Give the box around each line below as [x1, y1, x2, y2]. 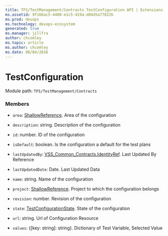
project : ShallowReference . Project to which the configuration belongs [12, 186, 159, 192]
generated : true [5, 26, 39, 31]
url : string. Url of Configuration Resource [12, 215, 99, 221]
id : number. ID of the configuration [12, 132, 85, 138]
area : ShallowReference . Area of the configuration [12, 112, 117, 118]
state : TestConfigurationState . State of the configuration [12, 205, 130, 211]
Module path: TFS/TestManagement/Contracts [5, 88, 97, 94]
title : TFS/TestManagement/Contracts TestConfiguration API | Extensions [5, 7, 163, 13]
